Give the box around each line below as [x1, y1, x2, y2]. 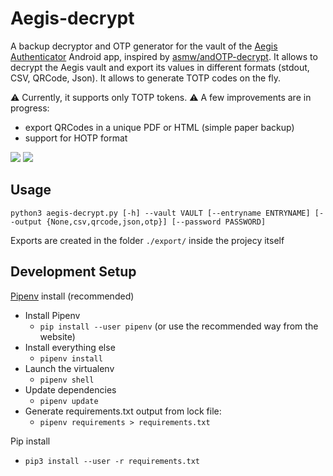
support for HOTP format [24, 132, 128, 144]
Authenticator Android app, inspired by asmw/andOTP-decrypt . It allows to [10, 50, 318, 62]
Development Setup [10, 263, 137, 281]
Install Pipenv [24, 309, 81, 321]
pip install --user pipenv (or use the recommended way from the [39, 320, 319, 332]
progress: [10, 102, 50, 114]
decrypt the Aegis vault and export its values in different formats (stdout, [10, 61, 310, 73]
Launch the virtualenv [24, 362, 115, 374]
